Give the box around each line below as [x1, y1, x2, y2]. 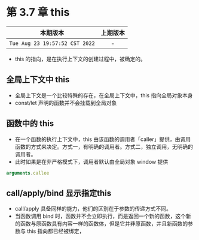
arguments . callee [6, 170, 50, 176]
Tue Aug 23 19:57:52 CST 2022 [9, 40, 96, 47]
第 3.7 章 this [6, 5, 70, 19]
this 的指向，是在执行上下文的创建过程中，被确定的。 [14, 55, 146, 62]
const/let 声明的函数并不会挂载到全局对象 [14, 99, 117, 106]
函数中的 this [6, 118, 54, 129]
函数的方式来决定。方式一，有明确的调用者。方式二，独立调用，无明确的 [14, 143, 193, 150]
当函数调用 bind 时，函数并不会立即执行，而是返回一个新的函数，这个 [14, 212, 186, 220]
